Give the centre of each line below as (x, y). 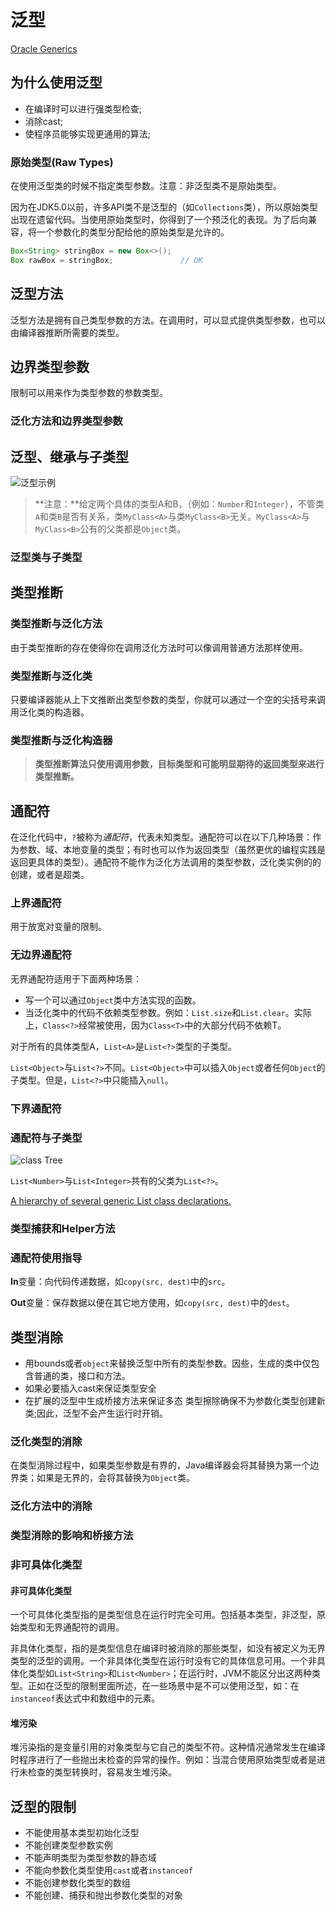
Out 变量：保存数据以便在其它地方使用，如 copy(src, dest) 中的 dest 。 (152, 1303)
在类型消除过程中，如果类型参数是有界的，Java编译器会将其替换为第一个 (160, 1465)
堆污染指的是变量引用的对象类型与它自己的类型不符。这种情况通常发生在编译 (168, 1747)
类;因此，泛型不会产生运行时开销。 (96, 1413)
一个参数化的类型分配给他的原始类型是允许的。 (133, 232)
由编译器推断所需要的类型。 (67, 332)
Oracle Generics (44, 48)
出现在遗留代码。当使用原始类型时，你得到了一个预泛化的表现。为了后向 (159, 220)
